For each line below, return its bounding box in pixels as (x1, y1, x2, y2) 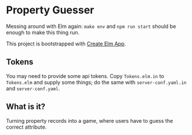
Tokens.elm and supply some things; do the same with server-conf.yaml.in (6, 79, 187, 86)
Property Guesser (6, 3, 95, 17)
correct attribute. (6, 123, 47, 130)
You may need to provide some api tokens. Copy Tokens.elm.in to (6, 72, 165, 79)
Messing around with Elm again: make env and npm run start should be (6, 23, 176, 30)
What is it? (6, 102, 46, 112)
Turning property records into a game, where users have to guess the (6, 117, 173, 124)
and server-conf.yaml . (6, 85, 60, 92)
